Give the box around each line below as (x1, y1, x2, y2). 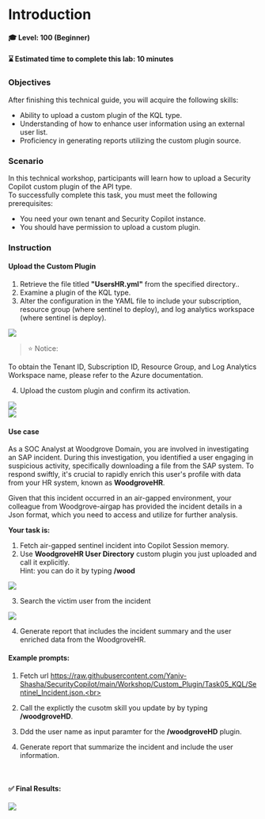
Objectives (8, 77, 51, 88)
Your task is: (8, 525, 50, 535)
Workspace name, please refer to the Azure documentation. (8, 371, 203, 380)
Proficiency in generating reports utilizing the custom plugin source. (19, 135, 241, 145)
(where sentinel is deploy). (19, 313, 107, 322)
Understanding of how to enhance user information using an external (19, 119, 245, 128)
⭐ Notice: (27, 344, 59, 353)
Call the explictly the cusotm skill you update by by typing (19, 703, 208, 712)
